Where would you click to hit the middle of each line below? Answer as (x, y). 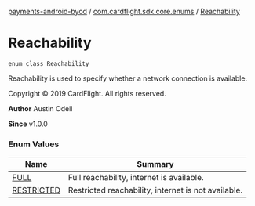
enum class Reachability (49, 63)
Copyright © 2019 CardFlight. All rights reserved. (87, 93)
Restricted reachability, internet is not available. (155, 190)
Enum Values (34, 144)
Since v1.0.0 (28, 124)
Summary (155, 164)
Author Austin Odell (40, 108)
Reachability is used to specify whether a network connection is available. (128, 78)
